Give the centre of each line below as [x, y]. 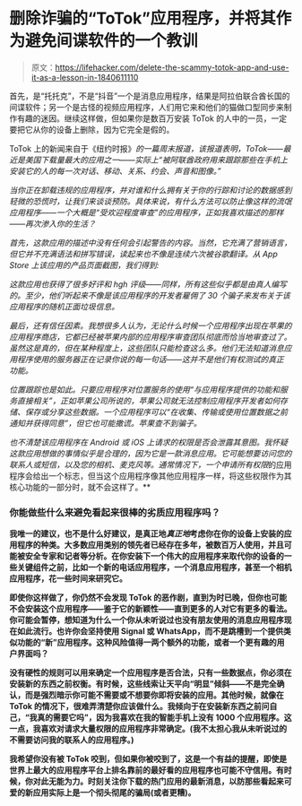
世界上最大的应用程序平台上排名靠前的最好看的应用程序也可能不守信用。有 [147, 770]
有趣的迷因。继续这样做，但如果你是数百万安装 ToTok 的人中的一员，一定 [152, 118]
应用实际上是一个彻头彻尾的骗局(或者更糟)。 [114, 793]
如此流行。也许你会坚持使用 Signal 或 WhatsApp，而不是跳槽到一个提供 [150, 631]
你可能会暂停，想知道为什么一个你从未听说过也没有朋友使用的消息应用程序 [147, 620]
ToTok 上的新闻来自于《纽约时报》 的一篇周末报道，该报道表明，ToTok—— [147, 148]
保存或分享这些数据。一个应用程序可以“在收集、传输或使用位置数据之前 [156, 412]
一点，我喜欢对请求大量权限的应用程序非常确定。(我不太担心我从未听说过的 [148, 729]
